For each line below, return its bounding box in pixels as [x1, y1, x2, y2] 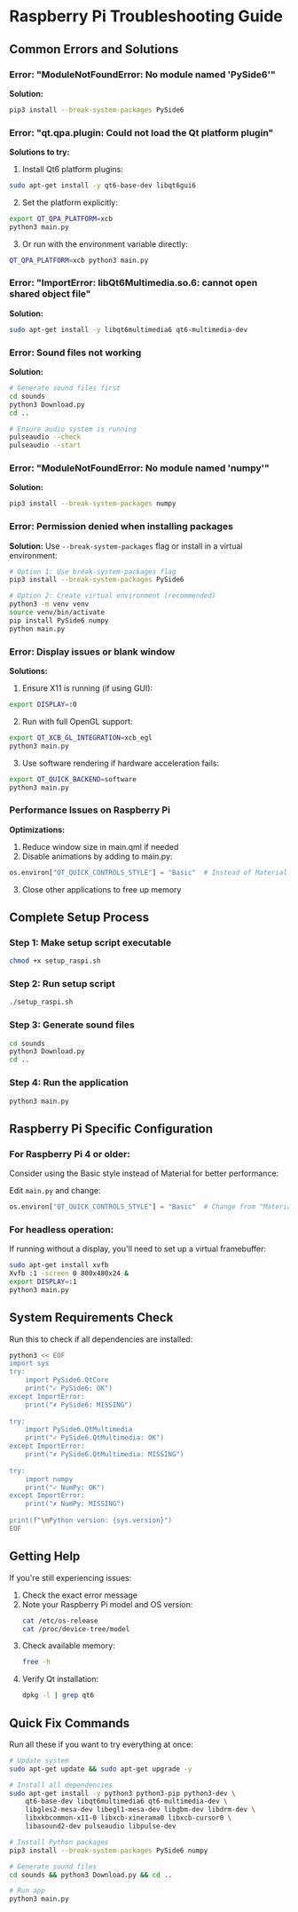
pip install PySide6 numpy [9, 615, 109, 625]
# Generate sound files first [9, 384, 122, 393]
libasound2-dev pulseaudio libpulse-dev [25, 1822, 176, 1831]
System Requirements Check [9, 1310, 174, 1325]
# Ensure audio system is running [9, 424, 137, 433]
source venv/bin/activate [9, 608, 105, 617]
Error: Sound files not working [9, 346, 142, 359]
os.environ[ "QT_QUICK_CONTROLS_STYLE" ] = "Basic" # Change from [9, 1202, 255, 1211]
